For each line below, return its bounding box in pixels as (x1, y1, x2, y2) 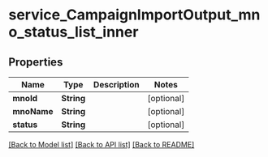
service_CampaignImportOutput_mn (8, 6, 261, 24)
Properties (8, 55, 63, 69)
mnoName (12, 106, 54, 117)
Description (93, 79, 140, 90)
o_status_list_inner (8, 23, 139, 41)
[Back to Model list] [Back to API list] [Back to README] (8, 140, 195, 149)
